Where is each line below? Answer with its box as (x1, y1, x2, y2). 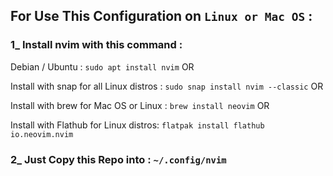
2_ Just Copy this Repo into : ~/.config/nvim (10, 152, 227, 166)
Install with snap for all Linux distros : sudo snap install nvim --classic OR (10, 80, 324, 92)
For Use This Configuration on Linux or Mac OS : (10, 8, 313, 25)
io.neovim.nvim (10, 129, 74, 139)
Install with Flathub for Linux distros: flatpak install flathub (10, 119, 265, 131)
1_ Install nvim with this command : (10, 38, 183, 52)
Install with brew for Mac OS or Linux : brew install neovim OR (10, 99, 270, 111)
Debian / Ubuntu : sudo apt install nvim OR (10, 60, 195, 73)
